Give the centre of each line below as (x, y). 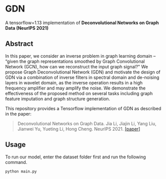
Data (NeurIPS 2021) (27, 28)
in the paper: (18, 114)
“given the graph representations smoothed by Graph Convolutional (75, 61)
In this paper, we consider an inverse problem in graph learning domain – (80, 56)
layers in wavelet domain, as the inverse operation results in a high (74, 82)
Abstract (19, 44)
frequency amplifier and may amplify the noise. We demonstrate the (75, 88)
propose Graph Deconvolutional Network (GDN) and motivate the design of (83, 72)
